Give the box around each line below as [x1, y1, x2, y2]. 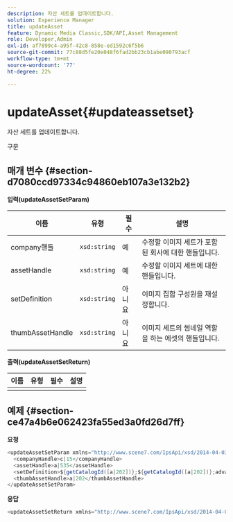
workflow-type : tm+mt [7, 55, 70, 62]
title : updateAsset [7, 23, 64, 30]
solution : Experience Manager [7, 17, 95, 24]
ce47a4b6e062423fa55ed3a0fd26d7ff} [7, 416, 185, 428]
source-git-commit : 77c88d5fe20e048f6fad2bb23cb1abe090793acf [7, 49, 191, 56]
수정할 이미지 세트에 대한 [141, 261, 218, 270]
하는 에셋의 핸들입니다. [150, 333, 220, 343]
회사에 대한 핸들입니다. [150, 247, 220, 257]
